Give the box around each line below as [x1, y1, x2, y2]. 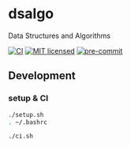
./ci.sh [8, 132, 34, 141]
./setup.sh [8, 111, 44, 119]
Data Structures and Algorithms [8, 31, 110, 40]
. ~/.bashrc [8, 118, 47, 126]
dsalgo [8, 5, 54, 23]
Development [8, 69, 77, 83]
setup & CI [8, 92, 49, 104]
